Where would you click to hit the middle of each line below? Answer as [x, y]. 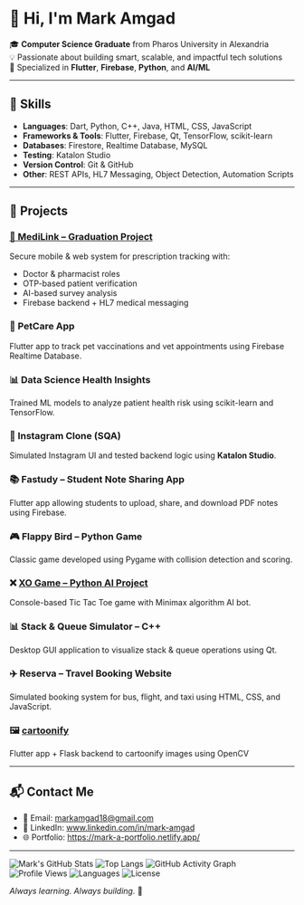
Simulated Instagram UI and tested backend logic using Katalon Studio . [143, 455]
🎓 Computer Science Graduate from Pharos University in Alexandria [139, 43]
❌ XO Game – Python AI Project [79, 583]
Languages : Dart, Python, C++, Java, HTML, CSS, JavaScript [137, 126]
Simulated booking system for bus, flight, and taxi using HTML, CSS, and [145, 697]
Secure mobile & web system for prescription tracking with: [120, 256]
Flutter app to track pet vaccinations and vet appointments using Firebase [147, 346]
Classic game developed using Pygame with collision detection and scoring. [151, 559]
